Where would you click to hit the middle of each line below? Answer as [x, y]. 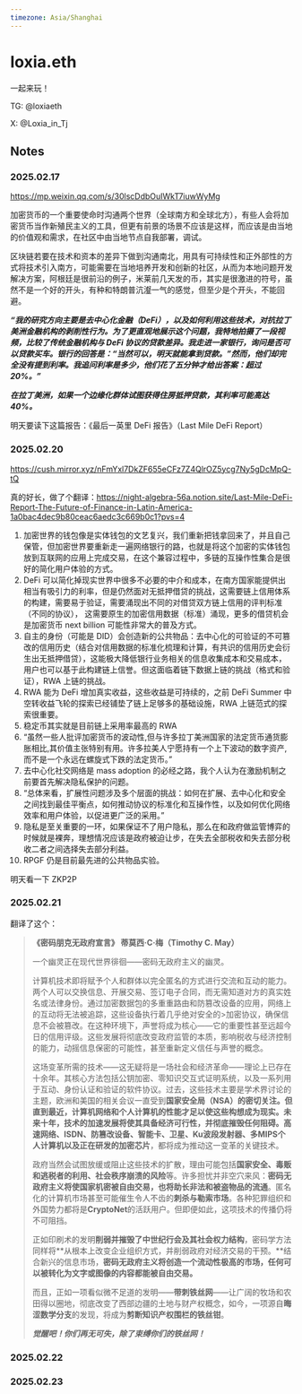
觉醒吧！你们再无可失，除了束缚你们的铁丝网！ [118, 1333]
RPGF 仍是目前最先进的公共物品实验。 [94, 860]
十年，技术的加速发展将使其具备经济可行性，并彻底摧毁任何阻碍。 [162, 1122]
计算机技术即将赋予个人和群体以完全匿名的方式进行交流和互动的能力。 [162, 980]
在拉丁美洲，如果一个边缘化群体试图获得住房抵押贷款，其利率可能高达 [140, 395]
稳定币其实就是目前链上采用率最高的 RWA [100, 725]
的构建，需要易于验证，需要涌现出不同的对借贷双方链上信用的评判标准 [153, 602]
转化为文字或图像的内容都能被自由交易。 [123, 1273]
